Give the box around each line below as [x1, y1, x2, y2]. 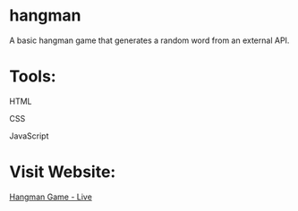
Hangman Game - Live [9, 191, 92, 202]
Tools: [9, 66, 56, 87]
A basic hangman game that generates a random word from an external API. [9, 35, 290, 46]
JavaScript [9, 131, 49, 141]
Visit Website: [9, 162, 116, 182]
